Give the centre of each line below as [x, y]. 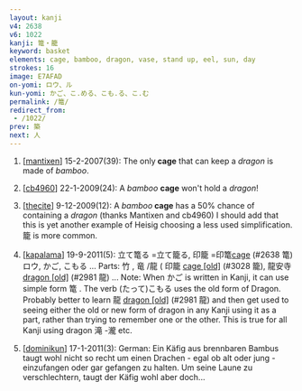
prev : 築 [25, 127]
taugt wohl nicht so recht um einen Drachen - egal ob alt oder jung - [149, 358]
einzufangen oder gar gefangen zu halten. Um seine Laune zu [137, 368]
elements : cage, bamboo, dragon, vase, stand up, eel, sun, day [133, 60]
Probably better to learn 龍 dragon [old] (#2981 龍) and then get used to [156, 300]
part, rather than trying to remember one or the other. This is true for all [155, 319]
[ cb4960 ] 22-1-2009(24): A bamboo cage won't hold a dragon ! [140, 188]
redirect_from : [38, 110]
